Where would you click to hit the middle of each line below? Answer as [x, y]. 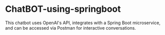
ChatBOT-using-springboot [63, 9]
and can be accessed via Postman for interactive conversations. [71, 28]
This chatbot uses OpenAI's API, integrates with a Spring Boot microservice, [83, 23]
